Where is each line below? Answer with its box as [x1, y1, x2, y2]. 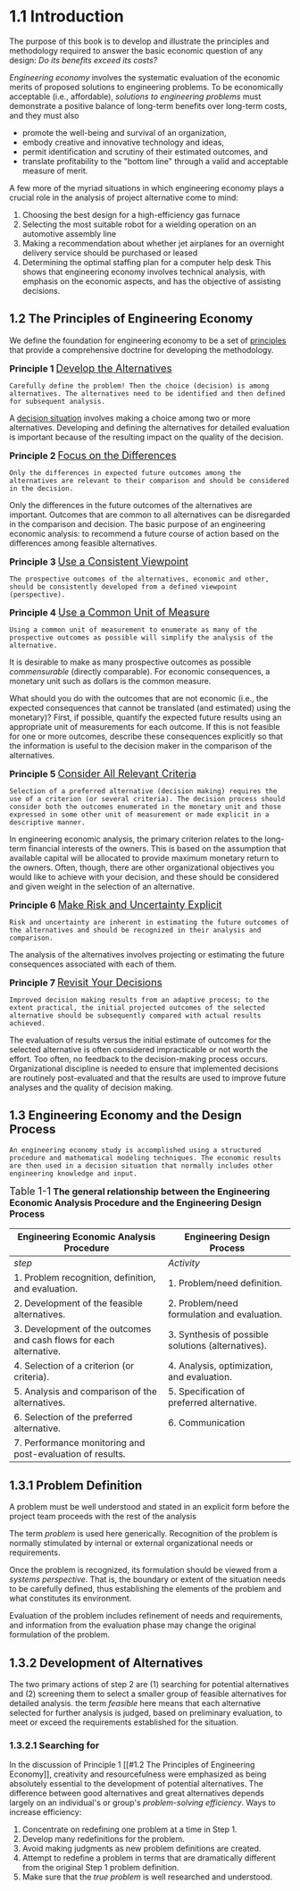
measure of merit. [21, 165, 88, 176]
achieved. [9, 1018, 46, 1028]
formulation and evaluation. [168, 1308, 283, 1320]
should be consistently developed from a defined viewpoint [9, 582, 238, 591]
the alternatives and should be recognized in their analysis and [9, 925, 262, 934]
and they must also [9, 110, 79, 121]
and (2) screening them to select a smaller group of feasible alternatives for [9, 1688, 287, 1699]
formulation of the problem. [9, 1629, 110, 1640]
